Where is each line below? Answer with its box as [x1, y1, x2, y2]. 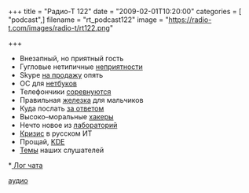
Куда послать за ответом [19, 104, 104, 113]
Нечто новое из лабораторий [19, 121, 118, 129]
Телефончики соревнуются [19, 87, 112, 96]
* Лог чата [8, 161, 43, 169]
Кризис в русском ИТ [19, 129, 93, 138]
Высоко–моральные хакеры [19, 112, 114, 121]
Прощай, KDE [19, 137, 65, 146]
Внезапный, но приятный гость [19, 54, 124, 63]
